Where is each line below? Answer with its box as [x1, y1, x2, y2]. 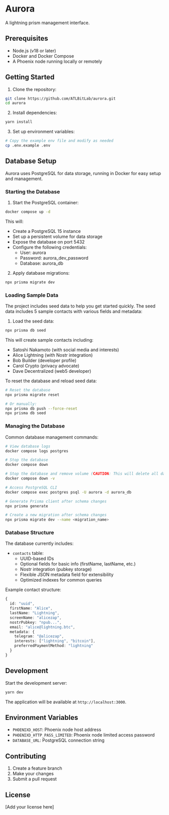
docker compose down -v [5, 476, 55, 481]
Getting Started [5, 73, 55, 81]
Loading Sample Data [5, 291, 59, 298]
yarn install [5, 119, 33, 125]
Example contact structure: [5, 587, 61, 593]
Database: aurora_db [20, 260, 64, 266]
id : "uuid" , [10, 601, 35, 606]
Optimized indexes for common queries [20, 577, 102, 583]
